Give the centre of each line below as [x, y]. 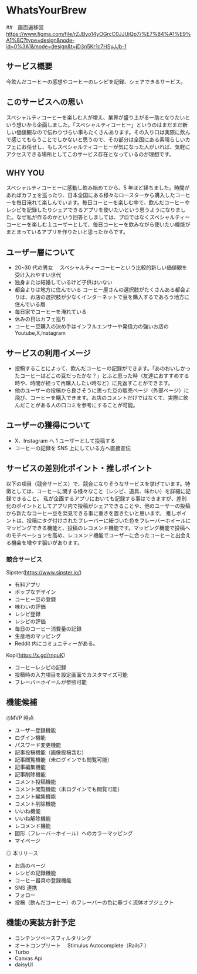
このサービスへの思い [45, 102]
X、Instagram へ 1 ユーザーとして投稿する [65, 441]
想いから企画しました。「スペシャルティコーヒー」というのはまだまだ [99, 125]
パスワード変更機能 [38, 744]
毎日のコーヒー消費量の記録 [48, 629]
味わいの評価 [30, 606]
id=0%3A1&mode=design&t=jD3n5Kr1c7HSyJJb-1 [67, 46]
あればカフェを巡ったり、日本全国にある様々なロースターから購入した [91, 195]
